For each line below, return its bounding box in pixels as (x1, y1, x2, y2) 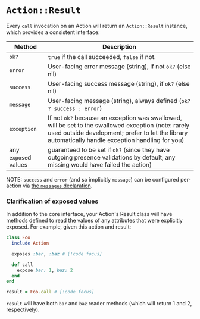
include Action (11, 240, 49, 246)
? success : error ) (47, 104, 102, 112)
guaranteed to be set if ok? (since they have (47, 145, 170, 154)
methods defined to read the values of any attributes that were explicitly (6, 217, 183, 224)
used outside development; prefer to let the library (47, 129, 188, 137)
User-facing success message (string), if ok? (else (47, 79, 190, 87)
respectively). (6, 306, 40, 314)
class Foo (6, 234, 31, 241)
